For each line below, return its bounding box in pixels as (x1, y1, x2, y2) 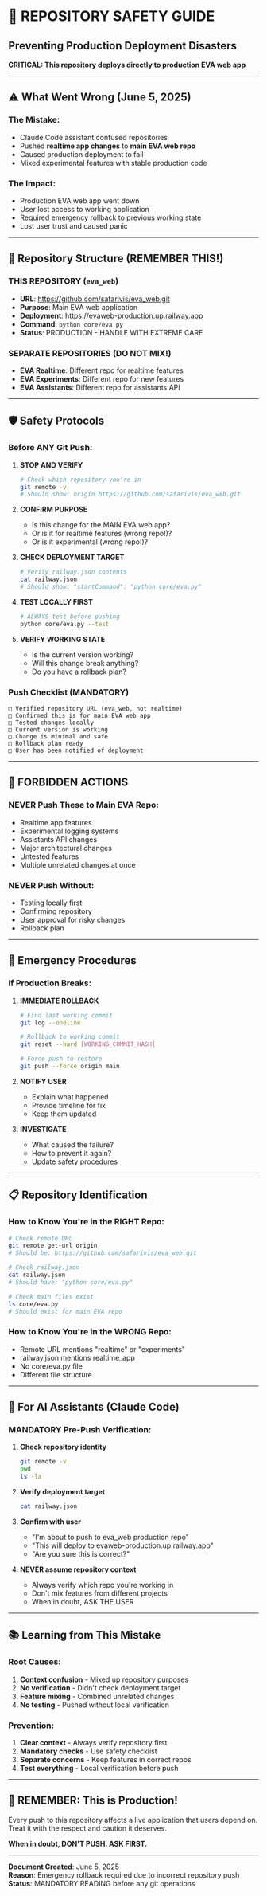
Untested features (19, 852, 79, 861)
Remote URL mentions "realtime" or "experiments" (19, 1344, 185, 1353)
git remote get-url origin (8, 1242, 98, 1250)
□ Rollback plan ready (8, 739, 83, 747)
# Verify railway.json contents (19, 568, 127, 576)
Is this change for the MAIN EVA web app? (31, 520, 171, 530)
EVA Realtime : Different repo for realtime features (19, 366, 184, 375)
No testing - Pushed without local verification (19, 1700, 169, 1710)
